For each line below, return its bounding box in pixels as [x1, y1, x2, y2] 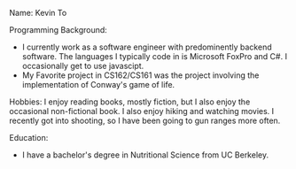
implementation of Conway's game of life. [21, 80, 175, 89]
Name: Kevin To [9, 8, 67, 18]
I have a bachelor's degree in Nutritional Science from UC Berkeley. [21, 150, 269, 160]
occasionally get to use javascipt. [21, 61, 144, 71]
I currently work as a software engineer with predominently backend [21, 42, 272, 52]
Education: [9, 133, 49, 142]
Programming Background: [9, 25, 108, 35]
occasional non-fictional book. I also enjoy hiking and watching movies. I [9, 106, 275, 116]
